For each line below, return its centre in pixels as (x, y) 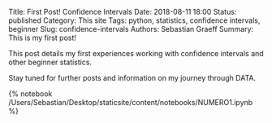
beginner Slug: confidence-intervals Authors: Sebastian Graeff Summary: (131, 29)
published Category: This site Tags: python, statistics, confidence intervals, (134, 20)
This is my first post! (43, 37)
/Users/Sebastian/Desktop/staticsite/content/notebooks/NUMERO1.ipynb (131, 102)
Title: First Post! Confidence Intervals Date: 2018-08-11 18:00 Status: (123, 12)
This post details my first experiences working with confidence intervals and (136, 53)
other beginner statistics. (50, 62)
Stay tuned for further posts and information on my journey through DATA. (132, 78)
